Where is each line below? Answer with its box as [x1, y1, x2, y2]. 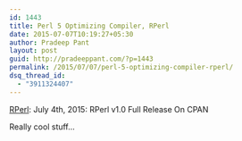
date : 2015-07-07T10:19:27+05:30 [9, 29, 134, 38]
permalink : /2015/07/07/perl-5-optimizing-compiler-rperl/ [9, 63, 234, 72]
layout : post [9, 46, 58, 55]
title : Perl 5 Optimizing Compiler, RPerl [9, 21, 170, 30]
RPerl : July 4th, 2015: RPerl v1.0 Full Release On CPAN [9, 104, 209, 114]
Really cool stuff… [9, 121, 76, 132]
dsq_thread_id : [9, 71, 66, 80]
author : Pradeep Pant [9, 37, 90, 47]
